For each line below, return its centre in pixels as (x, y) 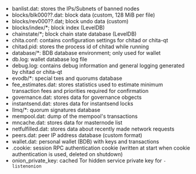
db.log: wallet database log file (49, 59)
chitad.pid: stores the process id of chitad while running (80, 46)
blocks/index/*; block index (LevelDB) (58, 27)
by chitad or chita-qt (37, 72)
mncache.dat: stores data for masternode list (67, 122)
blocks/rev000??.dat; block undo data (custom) (70, 21)
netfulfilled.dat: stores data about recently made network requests (93, 129)
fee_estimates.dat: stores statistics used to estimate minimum (87, 85)
